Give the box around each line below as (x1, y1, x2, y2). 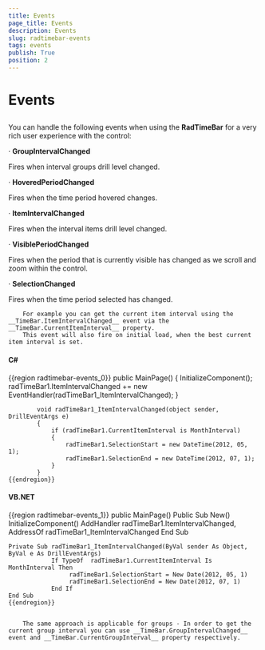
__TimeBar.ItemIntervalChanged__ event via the (8, 317, 170, 325)
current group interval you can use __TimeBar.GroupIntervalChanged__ (8, 626, 248, 635)
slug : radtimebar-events (8, 34, 91, 42)
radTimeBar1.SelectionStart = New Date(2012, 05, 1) (69, 570, 248, 579)
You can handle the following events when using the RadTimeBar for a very (8, 122, 257, 132)
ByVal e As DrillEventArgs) (8, 549, 102, 557)
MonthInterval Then (8, 564, 73, 572)
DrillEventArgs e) (8, 412, 69, 420)
